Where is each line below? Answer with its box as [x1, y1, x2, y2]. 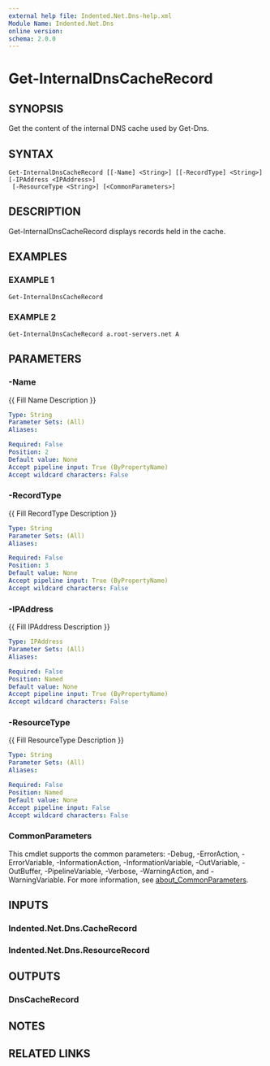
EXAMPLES [8, 250, 67, 264]
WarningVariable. [8, 875, 66, 885]
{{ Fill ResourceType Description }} [8, 735, 124, 745]
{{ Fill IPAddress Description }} [8, 622, 111, 632]
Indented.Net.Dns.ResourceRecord [8, 944, 150, 955]
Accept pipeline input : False [8, 803, 111, 811]
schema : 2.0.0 [8, 34, 57, 43]
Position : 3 [8, 562, 49, 570]
